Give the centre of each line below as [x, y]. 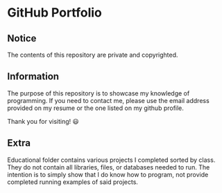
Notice [22, 38]
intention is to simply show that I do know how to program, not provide [108, 174]
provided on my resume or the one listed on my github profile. [95, 108]
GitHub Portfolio [54, 13]
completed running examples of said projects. [73, 182]
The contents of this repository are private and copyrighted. [93, 55]
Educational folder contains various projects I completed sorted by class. [111, 160]
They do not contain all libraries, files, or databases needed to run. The [109, 167]
